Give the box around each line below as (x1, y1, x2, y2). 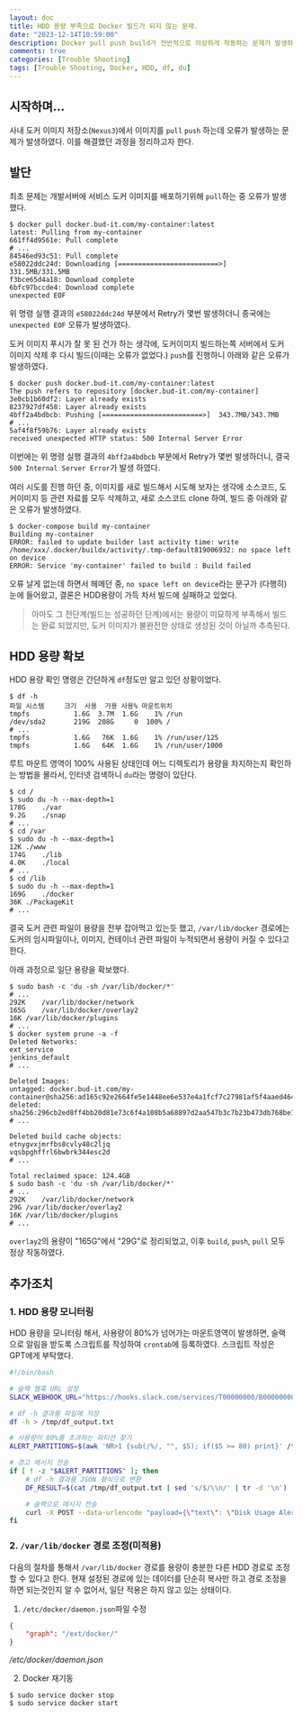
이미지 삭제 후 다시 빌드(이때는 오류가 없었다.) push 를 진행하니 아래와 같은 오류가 (9, 349, 290, 361)
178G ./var (9, 803, 63, 812)
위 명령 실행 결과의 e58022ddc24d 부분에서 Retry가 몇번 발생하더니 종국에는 (9, 307, 271, 318)
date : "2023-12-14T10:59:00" (9, 30, 119, 39)
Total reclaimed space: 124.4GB (9, 1172, 130, 1181)
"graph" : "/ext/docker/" (25, 1629, 119, 1638)
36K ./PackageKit (9, 898, 75, 907)
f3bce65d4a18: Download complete (9, 275, 135, 284)
